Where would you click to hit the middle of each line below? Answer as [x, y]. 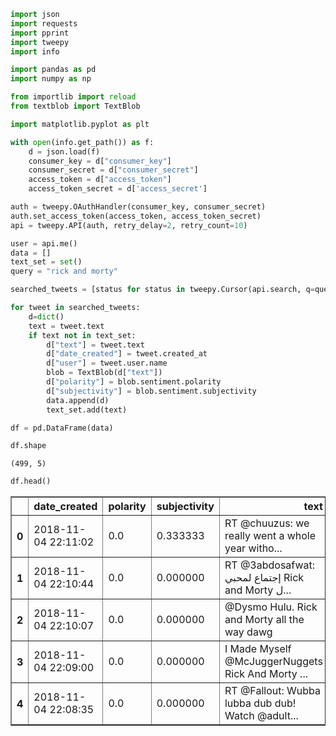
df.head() [31, 481]
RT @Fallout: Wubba [272, 691]
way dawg [248, 632]
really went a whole [270, 536]
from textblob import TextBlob [75, 106]
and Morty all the [264, 620]
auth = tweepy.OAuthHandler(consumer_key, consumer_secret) [138, 207]
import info [35, 51]
